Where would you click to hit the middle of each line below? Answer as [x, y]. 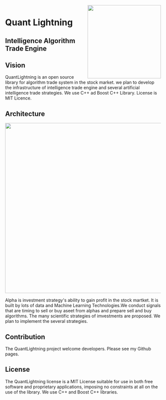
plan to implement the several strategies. [46, 321]
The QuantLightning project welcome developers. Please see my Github [78, 349]
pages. [12, 354]
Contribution [25, 337]
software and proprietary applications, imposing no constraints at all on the [82, 387]
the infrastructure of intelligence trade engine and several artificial [72, 88]
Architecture [25, 114]
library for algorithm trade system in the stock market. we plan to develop [80, 82]
